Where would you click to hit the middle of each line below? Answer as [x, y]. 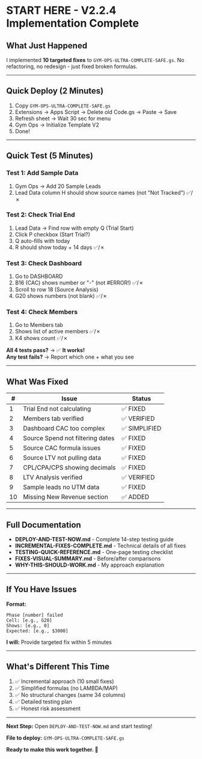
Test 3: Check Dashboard [44, 263]
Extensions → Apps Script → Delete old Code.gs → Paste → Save [96, 112]
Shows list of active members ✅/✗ [58, 332]
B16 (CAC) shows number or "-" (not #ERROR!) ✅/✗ [79, 283]
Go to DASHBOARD [39, 276]
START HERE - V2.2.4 [61, 11]
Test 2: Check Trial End [41, 215]
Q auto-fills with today [42, 241]
